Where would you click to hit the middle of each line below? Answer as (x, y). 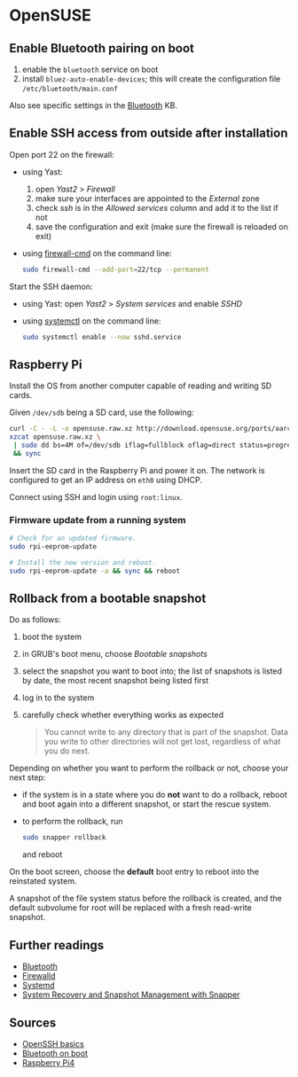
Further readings (57, 945)
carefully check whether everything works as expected (123, 715)
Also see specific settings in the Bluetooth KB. (93, 105)
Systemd (38, 986)
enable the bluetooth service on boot (90, 69)
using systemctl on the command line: (91, 321)
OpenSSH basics (53, 1043)
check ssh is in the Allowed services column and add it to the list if (157, 207)
